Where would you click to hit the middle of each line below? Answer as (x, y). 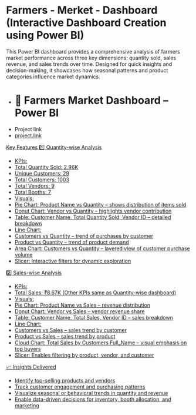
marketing (27, 405)
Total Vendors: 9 (34, 185)
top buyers (28, 348)
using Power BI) (45, 35)
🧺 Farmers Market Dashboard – (91, 100)
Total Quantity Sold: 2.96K (46, 167)
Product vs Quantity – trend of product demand (72, 242)
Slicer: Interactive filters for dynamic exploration (72, 261)
